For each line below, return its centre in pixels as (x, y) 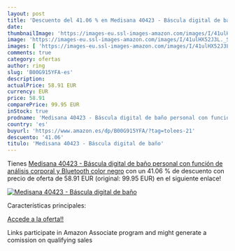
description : (26, 79)
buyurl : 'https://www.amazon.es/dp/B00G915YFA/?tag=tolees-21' (101, 131)
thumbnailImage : (31, 33)
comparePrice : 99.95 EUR (43, 105)
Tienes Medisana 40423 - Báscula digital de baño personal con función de (115, 164)
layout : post (26, 14)
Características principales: (47, 206)
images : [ (22, 46)
